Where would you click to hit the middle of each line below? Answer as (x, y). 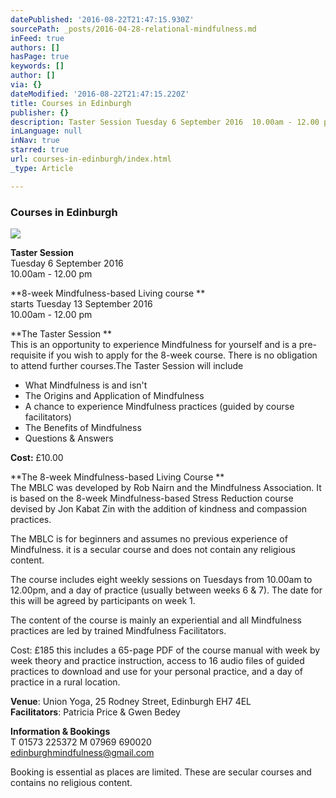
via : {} (26, 85)
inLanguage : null (46, 131)
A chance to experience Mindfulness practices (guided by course (159, 406)
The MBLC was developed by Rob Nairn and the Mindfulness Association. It (166, 487)
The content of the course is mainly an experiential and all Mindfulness (156, 620)
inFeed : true (37, 38)
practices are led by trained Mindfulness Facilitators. (118, 630)
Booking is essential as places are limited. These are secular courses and (161, 772)
